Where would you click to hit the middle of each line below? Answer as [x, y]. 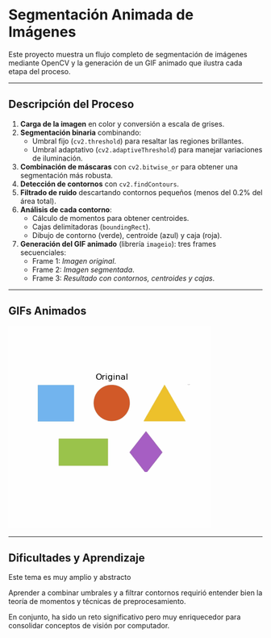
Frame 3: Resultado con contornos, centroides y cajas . [123, 278]
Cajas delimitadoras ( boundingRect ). [91, 227]
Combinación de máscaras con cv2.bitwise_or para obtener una [129, 166]
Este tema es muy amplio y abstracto [70, 578]
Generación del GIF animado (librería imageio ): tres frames [118, 244]
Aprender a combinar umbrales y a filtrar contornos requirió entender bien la [135, 593]
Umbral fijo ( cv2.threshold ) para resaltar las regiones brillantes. [138, 141]
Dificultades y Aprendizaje [77, 558]
